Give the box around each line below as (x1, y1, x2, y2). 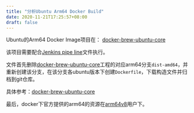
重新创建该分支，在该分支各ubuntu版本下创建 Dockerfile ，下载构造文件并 (6, 69, 182, 76)
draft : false (6, 19, 38, 25)
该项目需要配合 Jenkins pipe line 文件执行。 (6, 49, 108, 56)
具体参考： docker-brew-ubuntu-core (6, 88, 95, 95)
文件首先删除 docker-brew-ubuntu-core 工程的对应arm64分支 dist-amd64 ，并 (6, 61, 188, 68)
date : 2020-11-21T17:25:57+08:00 (6, 14, 88, 20)
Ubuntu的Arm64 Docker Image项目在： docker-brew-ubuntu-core (6, 36, 166, 43)
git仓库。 (16, 76, 38, 83)
